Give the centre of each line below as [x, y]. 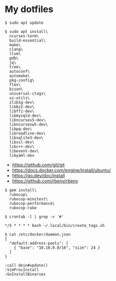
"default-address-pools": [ [39, 243]
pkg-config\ [22, 80]
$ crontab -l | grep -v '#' [34, 217]
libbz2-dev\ [22, 107]
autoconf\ [20, 71]
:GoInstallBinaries [25, 274]
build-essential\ [28, 40]
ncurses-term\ [24, 36]
